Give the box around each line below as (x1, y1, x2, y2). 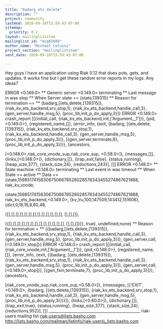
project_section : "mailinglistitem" (5, 48, 79, 53)
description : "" (5, 12, 38, 17)
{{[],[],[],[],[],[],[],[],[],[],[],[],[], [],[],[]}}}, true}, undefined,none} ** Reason (5, 221, 153, 227)
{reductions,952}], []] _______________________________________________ (5, 308, 140, 314)
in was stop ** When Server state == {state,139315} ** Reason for (5, 95, 137, 101)
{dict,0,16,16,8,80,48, (5, 202, 46, 208)
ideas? (5, 80, 18, 86)
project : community (5, 16, 45, 21)
